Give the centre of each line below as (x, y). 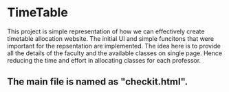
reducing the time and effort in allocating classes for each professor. (104, 60)
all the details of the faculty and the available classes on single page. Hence (115, 53)
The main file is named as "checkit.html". (97, 82)
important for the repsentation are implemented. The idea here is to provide (114, 46)
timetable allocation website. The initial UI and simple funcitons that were (111, 38)
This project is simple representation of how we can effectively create (106, 31)
